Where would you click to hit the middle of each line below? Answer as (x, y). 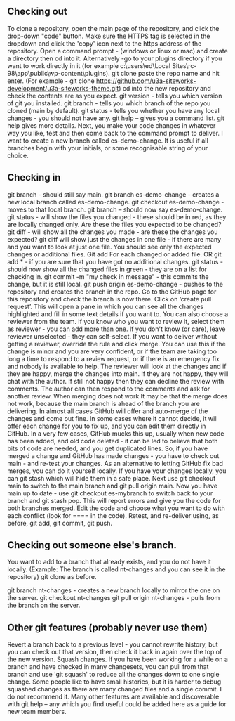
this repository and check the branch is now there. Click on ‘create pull (109, 299)
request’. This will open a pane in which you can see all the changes (106, 306)
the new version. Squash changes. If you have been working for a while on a (117, 659)
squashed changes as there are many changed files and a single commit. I (115, 689)
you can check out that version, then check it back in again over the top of (115, 652)
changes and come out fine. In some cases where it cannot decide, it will (113, 418)
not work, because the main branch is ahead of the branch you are (103, 403)
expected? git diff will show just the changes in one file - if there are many (114, 239)
